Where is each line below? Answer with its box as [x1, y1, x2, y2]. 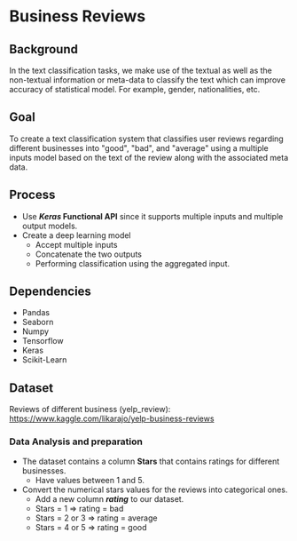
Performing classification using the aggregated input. [35, 258, 231, 268]
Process [9, 187, 56, 203]
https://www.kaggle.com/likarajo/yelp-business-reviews [9, 413, 215, 424]
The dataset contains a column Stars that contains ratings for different [21, 456, 280, 466]
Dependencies [9, 284, 91, 299]
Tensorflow [21, 336, 64, 346]
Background [9, 42, 78, 57]
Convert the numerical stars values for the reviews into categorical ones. [21, 484, 288, 495]
